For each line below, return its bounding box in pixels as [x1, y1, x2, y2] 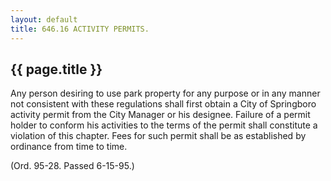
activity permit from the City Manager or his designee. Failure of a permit [10, 109, 311, 121]
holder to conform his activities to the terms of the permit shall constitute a [10, 119, 318, 131]
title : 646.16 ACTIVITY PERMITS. [10, 24, 150, 34]
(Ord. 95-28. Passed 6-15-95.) [10, 160, 135, 172]
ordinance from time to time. [10, 141, 128, 153]
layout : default [10, 14, 78, 25]
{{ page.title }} [10, 61, 103, 78]
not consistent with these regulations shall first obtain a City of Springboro [10, 98, 317, 110]
